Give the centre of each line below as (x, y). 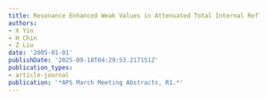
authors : (23, 23)
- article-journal (39, 75)
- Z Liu (21, 46)
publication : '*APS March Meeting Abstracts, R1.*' (96, 82)
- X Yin (21, 30)
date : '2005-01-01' (41, 53)
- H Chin (23, 38)
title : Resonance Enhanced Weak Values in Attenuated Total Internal (126, 16)
